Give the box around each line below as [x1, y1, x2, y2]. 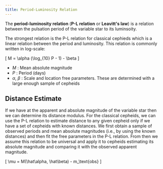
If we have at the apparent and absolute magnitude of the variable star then [5, 107, 157, 113]
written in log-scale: [5, 46, 45, 51]
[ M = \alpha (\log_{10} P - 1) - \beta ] [5, 55, 80, 61]
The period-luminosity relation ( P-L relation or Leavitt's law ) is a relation [5, 21, 154, 26]
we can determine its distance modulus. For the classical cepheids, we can [5, 113, 156, 119]
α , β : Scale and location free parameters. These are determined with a [12, 75, 155, 81]
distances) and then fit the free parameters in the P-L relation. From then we [5, 133, 158, 140]
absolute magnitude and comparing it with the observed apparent [5, 144, 137, 150]
